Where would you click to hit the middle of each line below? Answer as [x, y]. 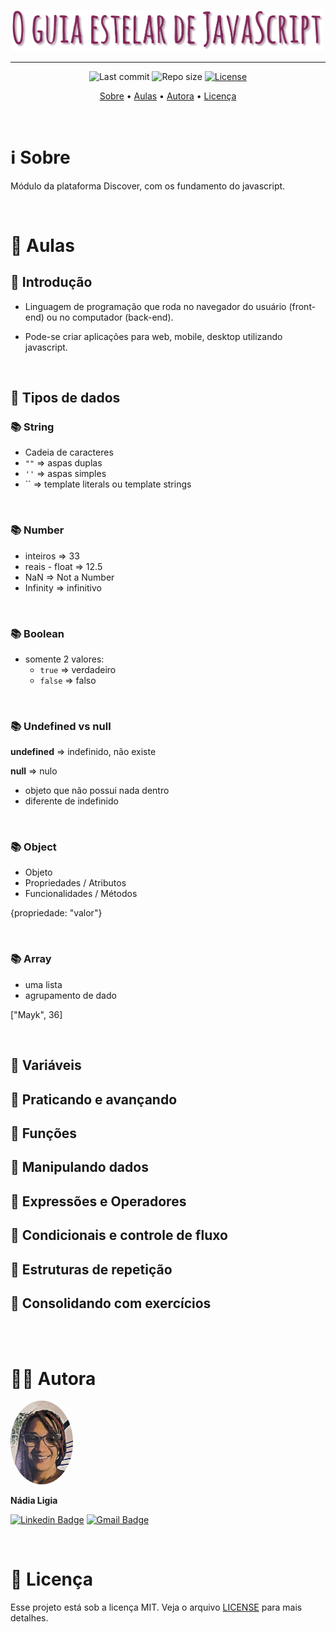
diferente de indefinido [71, 801]
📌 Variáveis [46, 1065]
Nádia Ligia [34, 1500]
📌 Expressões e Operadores [98, 1201]
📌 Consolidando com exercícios [111, 1303]
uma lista [43, 984]
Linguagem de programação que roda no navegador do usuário [155, 306]
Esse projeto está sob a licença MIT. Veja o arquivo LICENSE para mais [156, 1607]
